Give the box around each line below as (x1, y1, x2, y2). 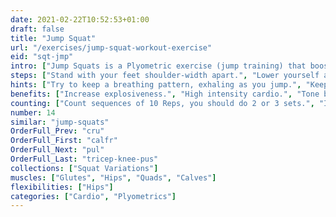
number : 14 (10, 107, 56, 118)
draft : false (10, 24, 65, 34)
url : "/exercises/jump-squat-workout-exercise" (10, 42, 213, 53)
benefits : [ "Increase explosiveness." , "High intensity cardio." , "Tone (10, 89, 320, 99)
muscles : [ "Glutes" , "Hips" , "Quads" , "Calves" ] (10, 172, 217, 183)
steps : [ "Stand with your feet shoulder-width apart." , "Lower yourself (10, 71, 320, 81)
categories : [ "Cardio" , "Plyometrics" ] (10, 191, 177, 201)
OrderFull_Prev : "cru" (10, 126, 105, 136)
